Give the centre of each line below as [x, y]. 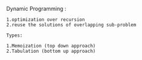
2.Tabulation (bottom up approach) [51, 51]
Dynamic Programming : [36, 9]
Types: [15, 35]
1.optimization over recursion [46, 20]
